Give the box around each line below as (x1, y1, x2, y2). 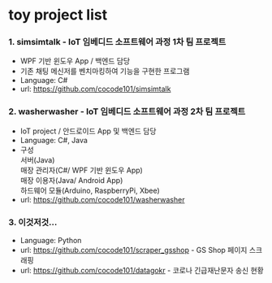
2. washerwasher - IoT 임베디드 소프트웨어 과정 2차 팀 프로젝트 (8, 106, 246, 117)
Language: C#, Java (19, 135, 88, 145)
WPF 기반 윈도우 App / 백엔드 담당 (19, 56, 131, 66)
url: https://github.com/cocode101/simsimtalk (19, 84, 171, 94)
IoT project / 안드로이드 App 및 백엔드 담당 (19, 126, 157, 136)
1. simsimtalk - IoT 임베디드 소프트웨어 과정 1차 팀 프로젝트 (8, 37, 227, 48)
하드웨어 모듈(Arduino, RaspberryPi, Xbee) (19, 185, 160, 195)
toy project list (8, 6, 108, 24)
